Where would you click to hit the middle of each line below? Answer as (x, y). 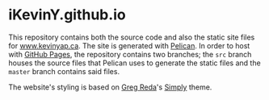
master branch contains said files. (64, 71)
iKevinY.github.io (67, 15)
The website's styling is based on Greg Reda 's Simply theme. (110, 87)
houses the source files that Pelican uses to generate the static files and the (134, 63)
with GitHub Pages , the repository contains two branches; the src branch (130, 54)
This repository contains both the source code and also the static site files (132, 37)
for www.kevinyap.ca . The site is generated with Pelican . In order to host (129, 45)
